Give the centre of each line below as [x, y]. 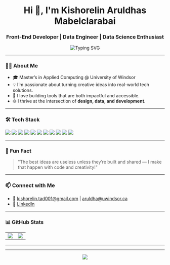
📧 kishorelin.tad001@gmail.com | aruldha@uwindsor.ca [70, 198]
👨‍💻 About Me [22, 66]
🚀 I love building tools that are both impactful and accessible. [76, 95]
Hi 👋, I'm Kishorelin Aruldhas [85, 10]
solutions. [23, 90]
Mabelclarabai [85, 21]
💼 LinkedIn [24, 204]
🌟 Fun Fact [18, 151]
